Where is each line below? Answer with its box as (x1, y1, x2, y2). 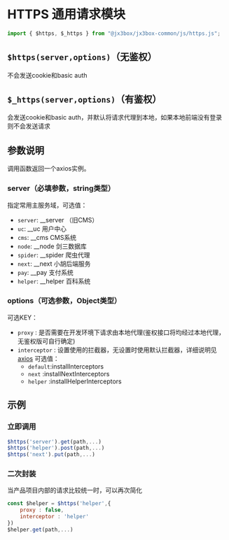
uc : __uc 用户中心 (17, 225, 67, 233)
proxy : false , (20, 506, 64, 514)
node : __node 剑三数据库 (17, 242, 87, 250)
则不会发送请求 (7, 122, 50, 130)
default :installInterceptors (27, 362, 104, 371)
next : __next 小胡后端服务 (17, 260, 91, 268)
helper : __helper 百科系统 (17, 277, 91, 285)
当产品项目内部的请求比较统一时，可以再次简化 (7, 486, 142, 495)
